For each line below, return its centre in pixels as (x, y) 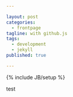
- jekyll (22, 50)
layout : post (22, 17)
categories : (21, 22)
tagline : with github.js (37, 33)
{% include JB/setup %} (36, 77)
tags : (13, 39)
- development (29, 44)
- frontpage (26, 28)
